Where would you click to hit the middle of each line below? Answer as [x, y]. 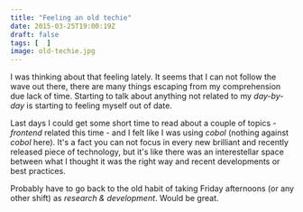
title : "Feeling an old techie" [71, 18]
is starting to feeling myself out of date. [99, 106]
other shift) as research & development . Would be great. [115, 198]
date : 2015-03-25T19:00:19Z [63, 26]
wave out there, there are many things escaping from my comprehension [146, 87]
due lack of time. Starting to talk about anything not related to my [131, 97]
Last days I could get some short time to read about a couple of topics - [143, 124]
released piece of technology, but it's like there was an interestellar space [147, 152]
